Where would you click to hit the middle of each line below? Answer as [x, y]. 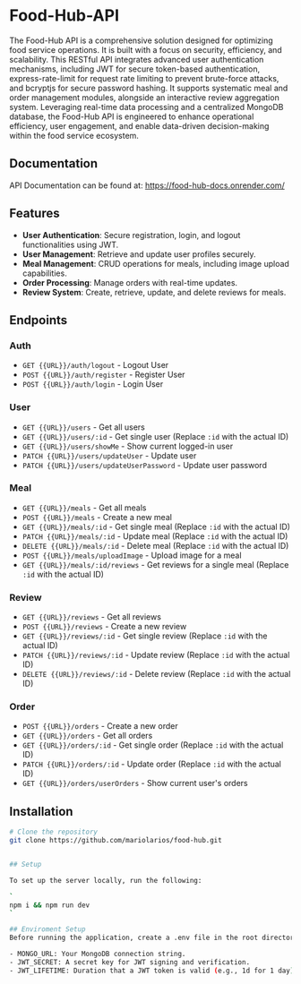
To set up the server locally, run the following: [106, 880]
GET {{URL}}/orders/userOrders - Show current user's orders [135, 783]
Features [34, 214]
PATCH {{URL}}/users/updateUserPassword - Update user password [144, 465]
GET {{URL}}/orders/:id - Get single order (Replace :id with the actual [153, 745]
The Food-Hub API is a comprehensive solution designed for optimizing [141, 40]
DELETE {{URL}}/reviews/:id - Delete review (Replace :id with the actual [156, 674]
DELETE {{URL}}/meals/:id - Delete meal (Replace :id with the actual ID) [155, 545]
